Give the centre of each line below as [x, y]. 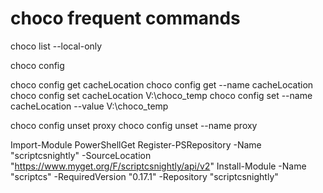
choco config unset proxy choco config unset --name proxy [134, 125]
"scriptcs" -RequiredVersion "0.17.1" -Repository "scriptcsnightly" [144, 176]
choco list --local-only [56, 46]
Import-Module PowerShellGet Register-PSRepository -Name [136, 144]
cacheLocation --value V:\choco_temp [89, 106]
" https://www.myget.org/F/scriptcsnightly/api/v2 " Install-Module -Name [158, 166]
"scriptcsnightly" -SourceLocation [81, 155]
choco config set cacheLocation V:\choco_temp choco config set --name [161, 95]
